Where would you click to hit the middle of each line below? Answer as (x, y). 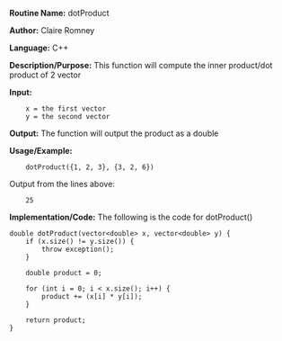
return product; (56, 320)
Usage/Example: (41, 151)
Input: (21, 92)
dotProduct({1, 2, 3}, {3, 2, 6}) (90, 167)
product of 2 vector (45, 75)
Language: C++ (39, 48)
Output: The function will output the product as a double (114, 133)
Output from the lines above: (62, 184)
